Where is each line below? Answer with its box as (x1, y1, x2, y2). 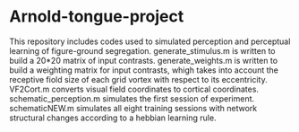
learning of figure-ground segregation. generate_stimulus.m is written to (9, 45, 276, 56)
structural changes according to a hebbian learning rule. (9, 112, 217, 123)
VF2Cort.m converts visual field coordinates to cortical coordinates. (9, 84, 260, 94)
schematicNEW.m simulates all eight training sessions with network (9, 102, 258, 113)
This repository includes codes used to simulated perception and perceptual (9, 36, 291, 47)
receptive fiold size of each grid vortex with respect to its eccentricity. (9, 74, 268, 84)
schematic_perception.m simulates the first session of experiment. (9, 92, 255, 104)
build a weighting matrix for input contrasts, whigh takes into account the (9, 65, 279, 75)
